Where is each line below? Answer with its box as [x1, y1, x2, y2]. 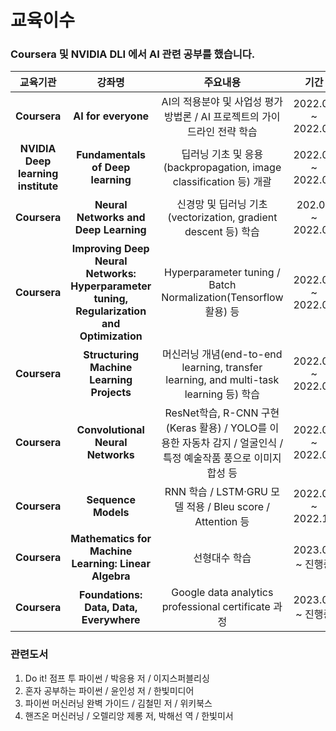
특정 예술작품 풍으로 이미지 [163, 451, 282, 465]
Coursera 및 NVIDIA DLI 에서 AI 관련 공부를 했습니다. [10, 47, 256, 61]
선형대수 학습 [193, 551, 252, 565]
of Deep [91, 161, 131, 175]
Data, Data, [84, 601, 138, 615]
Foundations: [79, 588, 143, 602]
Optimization [79, 329, 143, 343]
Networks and [76, 211, 146, 225]
